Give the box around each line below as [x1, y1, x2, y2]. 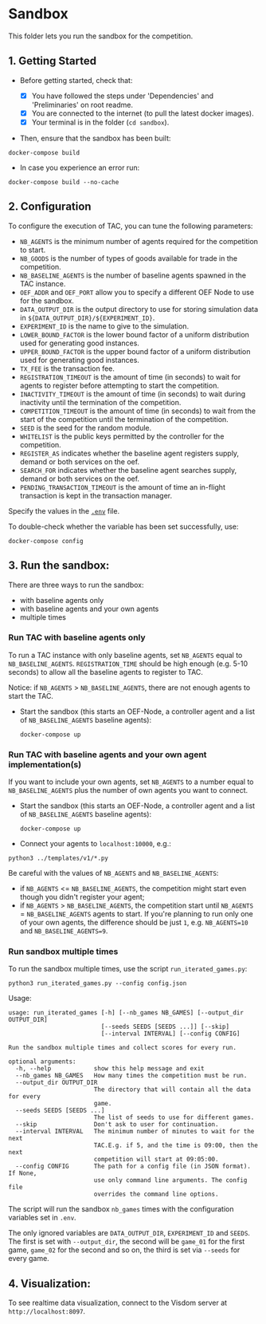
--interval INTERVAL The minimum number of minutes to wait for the [15, 1128, 255, 1136]
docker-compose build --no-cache [8, 178, 119, 186]
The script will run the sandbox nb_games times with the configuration [8, 1204, 234, 1214]
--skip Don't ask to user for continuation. [15, 1121, 219, 1129]
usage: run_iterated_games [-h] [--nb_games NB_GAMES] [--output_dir [8, 1009, 244, 1017]
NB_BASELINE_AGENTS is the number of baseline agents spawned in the [19, 270, 247, 280]
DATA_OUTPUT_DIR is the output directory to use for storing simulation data [19, 304, 259, 313]
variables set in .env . [8, 1213, 77, 1223]
